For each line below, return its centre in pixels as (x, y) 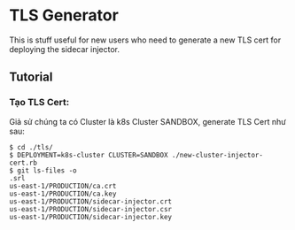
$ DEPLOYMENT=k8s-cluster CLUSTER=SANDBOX (89, 155)
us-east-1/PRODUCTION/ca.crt (63, 186)
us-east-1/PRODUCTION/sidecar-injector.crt (91, 201)
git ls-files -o (47, 170)
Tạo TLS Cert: (39, 103)
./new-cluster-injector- (217, 155)
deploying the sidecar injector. (65, 49)
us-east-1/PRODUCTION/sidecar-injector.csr (91, 209)
